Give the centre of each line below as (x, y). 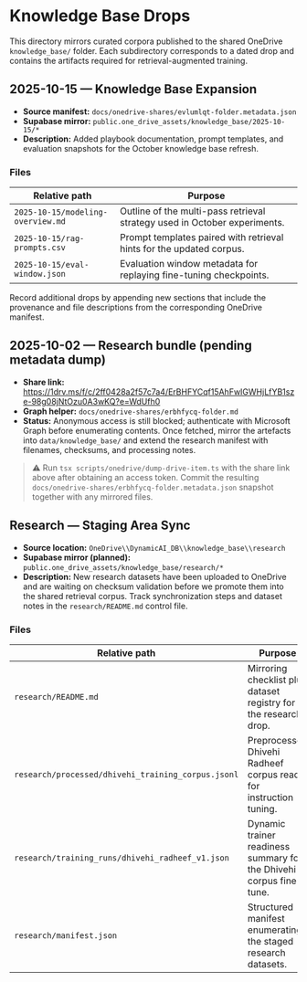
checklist (267, 680)
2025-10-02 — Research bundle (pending (131, 346)
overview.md (40, 222)
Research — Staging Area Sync (100, 526)
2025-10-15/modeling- (61, 212)
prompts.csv (40, 248)
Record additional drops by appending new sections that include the (138, 298)
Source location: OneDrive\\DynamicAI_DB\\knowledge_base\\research (154, 547)
